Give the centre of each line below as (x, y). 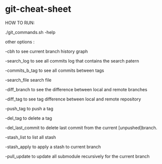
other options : (20, 42)
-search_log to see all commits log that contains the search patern (72, 61)
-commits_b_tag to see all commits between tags (55, 70)
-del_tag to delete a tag (29, 118)
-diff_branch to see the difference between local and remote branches (76, 89)
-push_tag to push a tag (29, 108)
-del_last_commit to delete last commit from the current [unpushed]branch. (81, 128)
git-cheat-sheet (38, 9)
